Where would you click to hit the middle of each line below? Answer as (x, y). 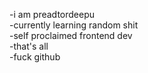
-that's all (29, 46)
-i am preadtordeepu (52, 14)
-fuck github (35, 57)
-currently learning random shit (74, 25)
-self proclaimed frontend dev (71, 35)
